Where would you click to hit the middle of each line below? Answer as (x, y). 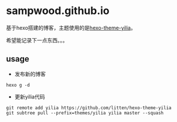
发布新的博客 (30, 74)
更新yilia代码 (30, 96)
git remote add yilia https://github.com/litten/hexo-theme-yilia (89, 108)
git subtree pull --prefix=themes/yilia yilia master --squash (85, 113)
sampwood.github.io (58, 11)
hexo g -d (18, 85)
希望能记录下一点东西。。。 (37, 40)
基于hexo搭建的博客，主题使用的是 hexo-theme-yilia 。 (71, 28)
